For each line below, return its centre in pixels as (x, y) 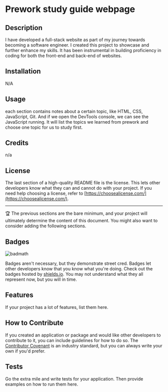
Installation (23, 71)
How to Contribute (34, 323)
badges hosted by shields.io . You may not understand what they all (74, 274)
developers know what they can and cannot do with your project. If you (79, 188)
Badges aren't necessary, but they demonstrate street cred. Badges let (78, 263)
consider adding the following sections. (46, 226)
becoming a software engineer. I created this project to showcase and (77, 45)
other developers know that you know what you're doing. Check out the (79, 269)
